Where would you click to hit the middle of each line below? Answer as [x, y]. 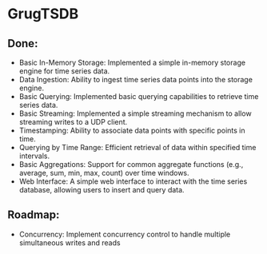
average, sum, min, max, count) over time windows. [104, 173]
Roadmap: [34, 215]
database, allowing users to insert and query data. [102, 190]
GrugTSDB [43, 14]
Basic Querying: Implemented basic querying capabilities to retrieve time [139, 96]
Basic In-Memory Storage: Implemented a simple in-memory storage [132, 62]
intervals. [34, 156]
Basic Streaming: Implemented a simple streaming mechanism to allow [135, 113]
